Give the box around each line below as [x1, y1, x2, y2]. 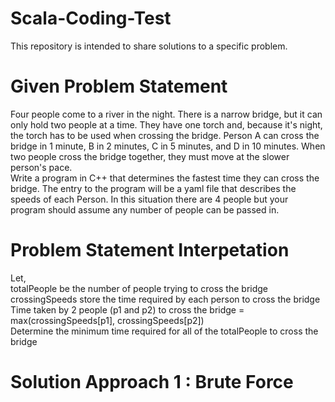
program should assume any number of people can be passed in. [10, 203, 280, 216]
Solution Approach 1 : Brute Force [10, 371, 294, 393]
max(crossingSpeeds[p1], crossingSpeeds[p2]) [10, 314, 205, 326]
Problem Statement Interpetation [10, 239, 290, 262]
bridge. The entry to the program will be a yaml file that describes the [10, 182, 297, 194]
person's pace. [10, 161, 73, 173]
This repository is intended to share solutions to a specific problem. [10, 40, 288, 52]
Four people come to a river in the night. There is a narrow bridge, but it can [10, 108, 323, 120]
